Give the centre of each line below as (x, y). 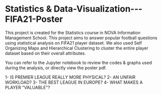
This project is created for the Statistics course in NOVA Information (73, 32)
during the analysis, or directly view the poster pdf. (56, 68)
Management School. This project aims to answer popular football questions (81, 38)
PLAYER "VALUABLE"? (28, 87)
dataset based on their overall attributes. (46, 53)
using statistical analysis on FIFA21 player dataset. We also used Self (73, 43)
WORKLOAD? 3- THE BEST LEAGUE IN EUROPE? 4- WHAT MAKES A (74, 82)
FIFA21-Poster (34, 19)
